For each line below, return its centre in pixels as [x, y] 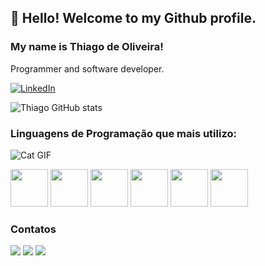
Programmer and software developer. [87, 68]
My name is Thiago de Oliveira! [87, 47]
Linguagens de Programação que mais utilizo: [123, 133]
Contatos [33, 229]
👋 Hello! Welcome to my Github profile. [133, 18]
